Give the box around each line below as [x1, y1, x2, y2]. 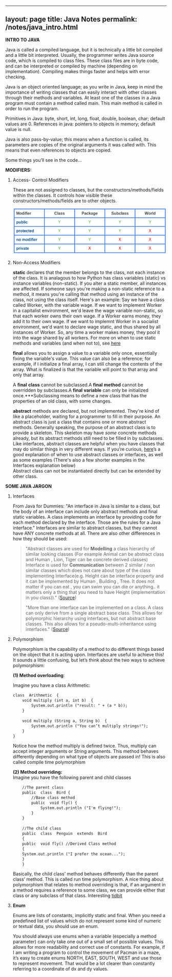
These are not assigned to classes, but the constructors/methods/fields [12, 186, 164, 193]
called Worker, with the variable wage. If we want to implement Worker [12, 302, 162, 308]
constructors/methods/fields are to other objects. [12, 198, 117, 204]
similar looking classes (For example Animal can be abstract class [25, 551, 164, 557]
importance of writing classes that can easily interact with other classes [5, 89, 157, 95]
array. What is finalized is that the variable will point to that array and [12, 367, 158, 373]
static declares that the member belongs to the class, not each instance [12, 269, 165, 275]
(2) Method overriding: [12, 769, 62, 775]
